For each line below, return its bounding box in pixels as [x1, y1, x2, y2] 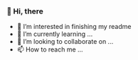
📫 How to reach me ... [16, 45, 83, 54]
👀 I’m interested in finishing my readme [16, 23, 132, 31]
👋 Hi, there [6, 6, 44, 16]
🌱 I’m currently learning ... [16, 30, 93, 38]
